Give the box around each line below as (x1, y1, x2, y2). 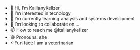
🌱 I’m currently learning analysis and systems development (10, 16, 135, 21)
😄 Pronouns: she (10, 34, 47, 40)
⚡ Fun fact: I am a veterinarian (10, 40, 74, 46)
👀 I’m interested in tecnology (10, 10, 71, 16)
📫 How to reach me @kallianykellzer (10, 27, 88, 33)
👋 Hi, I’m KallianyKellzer (10, 5, 61, 11)
